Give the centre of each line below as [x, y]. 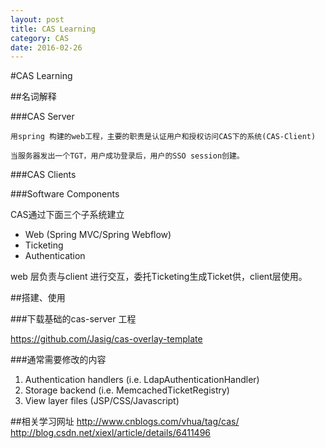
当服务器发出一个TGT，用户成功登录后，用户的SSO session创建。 [127, 156]
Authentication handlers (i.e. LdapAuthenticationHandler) [142, 380]
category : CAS [40, 38]
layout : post [37, 19]
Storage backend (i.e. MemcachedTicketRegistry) [127, 390]
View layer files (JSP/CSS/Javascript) [102, 401]
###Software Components [65, 194]
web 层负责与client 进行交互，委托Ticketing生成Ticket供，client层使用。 [159, 277]
